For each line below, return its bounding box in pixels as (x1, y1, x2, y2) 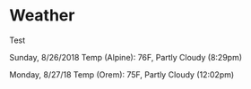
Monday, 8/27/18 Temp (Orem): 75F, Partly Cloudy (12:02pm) (9, 69, 235, 80)
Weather (9, 5, 75, 26)
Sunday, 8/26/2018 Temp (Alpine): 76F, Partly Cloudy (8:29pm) (9, 52, 243, 62)
